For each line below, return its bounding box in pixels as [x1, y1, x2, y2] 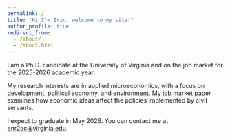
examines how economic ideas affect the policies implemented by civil [7, 96, 208, 104]
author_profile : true [7, 23, 70, 30]
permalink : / [7, 10, 45, 17]
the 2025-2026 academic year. [7, 68, 96, 76]
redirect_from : [7, 29, 51, 36]
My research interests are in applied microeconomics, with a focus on [7, 82, 205, 89]
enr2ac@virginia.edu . [7, 125, 68, 132]
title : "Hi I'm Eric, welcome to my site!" [7, 17, 134, 23]
